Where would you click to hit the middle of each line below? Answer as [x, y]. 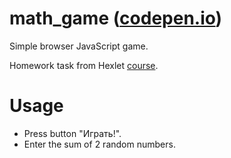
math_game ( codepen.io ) [116, 18]
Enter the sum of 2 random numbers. [99, 144]
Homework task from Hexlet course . [84, 65]
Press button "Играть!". [72, 133]
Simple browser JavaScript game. [79, 46]
